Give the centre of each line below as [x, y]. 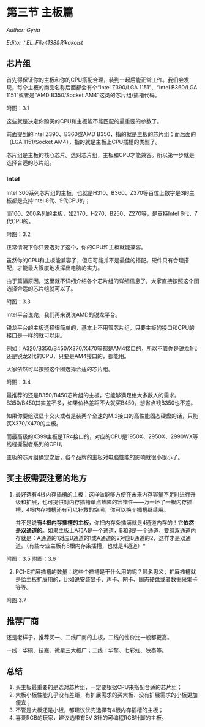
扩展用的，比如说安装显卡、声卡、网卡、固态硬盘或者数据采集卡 [117, 579]
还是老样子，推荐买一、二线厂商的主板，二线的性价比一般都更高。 [89, 637]
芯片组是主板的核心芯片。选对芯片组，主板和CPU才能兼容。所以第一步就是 [100, 154]
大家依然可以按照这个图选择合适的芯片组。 [60, 369]
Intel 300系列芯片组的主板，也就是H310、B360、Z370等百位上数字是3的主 [100, 193]
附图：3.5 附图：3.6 [31, 558]
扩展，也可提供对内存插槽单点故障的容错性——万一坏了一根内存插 [109, 502]
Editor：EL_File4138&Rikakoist [45, 42]
